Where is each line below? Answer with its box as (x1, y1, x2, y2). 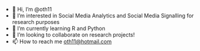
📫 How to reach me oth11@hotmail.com (12, 38, 112, 45)
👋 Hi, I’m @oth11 (12, 6, 52, 13)
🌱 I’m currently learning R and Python (12, 25, 105, 32)
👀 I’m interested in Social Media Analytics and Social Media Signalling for (12, 12, 194, 19)
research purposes (12, 19, 60, 25)
